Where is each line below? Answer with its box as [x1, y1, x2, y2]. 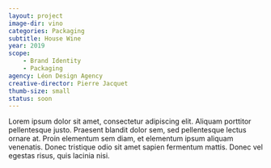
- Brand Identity [23, 57, 82, 65]
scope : [8, 49, 31, 57]
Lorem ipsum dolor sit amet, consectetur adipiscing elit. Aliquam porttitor [8, 116, 252, 126]
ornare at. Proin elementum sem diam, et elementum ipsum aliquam [8, 134, 234, 144]
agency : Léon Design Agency [8, 72, 104, 80]
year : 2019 [8, 42, 45, 50]
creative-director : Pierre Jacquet [8, 79, 129, 87]
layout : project [8, 11, 63, 20]
